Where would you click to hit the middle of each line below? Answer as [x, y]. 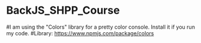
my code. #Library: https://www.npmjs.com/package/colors [80, 33]
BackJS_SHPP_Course [63, 10]
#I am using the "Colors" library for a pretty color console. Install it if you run [100, 27]
